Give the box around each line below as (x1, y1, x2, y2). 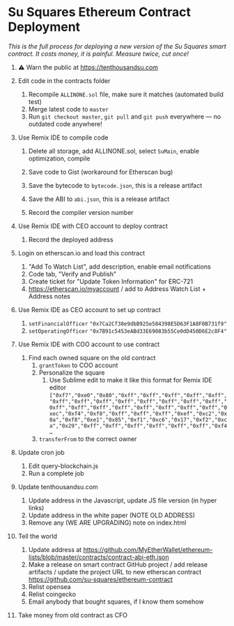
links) (28, 503, 45, 512)
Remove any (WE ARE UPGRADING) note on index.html (28, 518, 187, 527)
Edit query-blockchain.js (28, 461, 99, 470)
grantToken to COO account (38, 361, 118, 369)
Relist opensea (28, 582, 72, 590)
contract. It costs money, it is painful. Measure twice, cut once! (8, 50, 189, 58)
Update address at (28, 545, 82, 553)
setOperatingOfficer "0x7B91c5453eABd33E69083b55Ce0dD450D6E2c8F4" (28, 327, 227, 335)
